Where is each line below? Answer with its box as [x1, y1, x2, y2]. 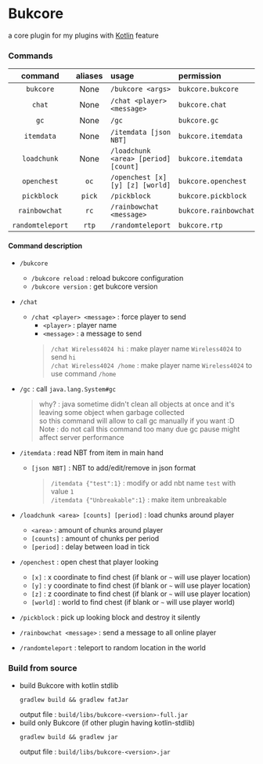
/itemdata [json [110, 128, 171, 137]
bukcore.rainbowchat [178, 206, 255, 216]
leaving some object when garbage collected [38, 408, 185, 417]
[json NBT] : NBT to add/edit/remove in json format [31, 464, 196, 473]
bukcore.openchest [178, 177, 247, 186]
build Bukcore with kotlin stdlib [19, 680, 119, 690]
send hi [50, 352, 77, 362]
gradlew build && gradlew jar [19, 733, 119, 741]
